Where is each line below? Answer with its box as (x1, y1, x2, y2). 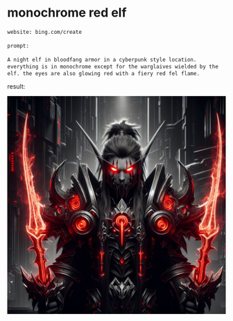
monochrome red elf (7, 5, 127, 21)
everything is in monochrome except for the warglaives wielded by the (7, 63, 218, 70)
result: (7, 82, 26, 91)
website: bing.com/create (7, 28, 82, 35)
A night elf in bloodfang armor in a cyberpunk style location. (7, 56, 197, 63)
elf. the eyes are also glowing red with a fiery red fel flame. (7, 70, 200, 77)
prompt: (7, 42, 30, 49)
